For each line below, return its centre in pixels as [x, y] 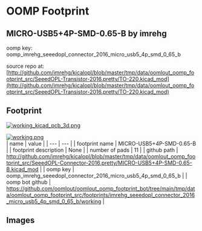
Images [21, 220]
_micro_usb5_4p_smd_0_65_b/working [54, 201]
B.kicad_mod [22, 169]
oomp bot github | [29, 182]
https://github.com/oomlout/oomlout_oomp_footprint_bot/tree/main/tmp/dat [101, 188]
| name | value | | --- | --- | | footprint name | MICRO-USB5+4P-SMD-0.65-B [101, 143]
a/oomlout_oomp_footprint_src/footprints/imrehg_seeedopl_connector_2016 [101, 195]
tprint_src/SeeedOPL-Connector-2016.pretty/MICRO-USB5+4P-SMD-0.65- [99, 163]
